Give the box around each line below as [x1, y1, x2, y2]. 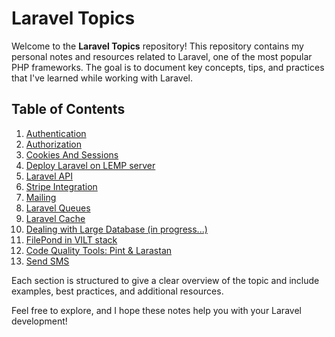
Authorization [25, 138, 83, 150]
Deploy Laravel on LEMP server [25, 159, 156, 171]
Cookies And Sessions [25, 148, 119, 161]
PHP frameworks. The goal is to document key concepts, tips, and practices [11, 61, 325, 73]
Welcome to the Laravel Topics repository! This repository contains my [11, 40, 304, 52]
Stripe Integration [25, 180, 98, 192]
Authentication [25, 127, 87, 139]
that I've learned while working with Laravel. [11, 72, 193, 84]
